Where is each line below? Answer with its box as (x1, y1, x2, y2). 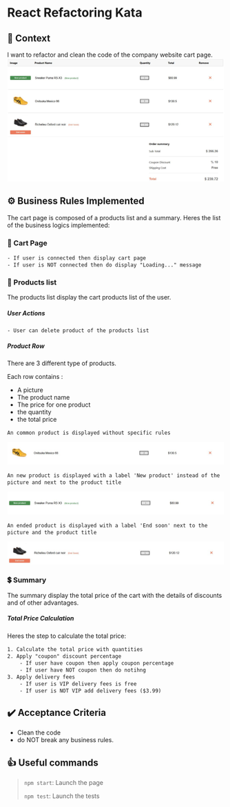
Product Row (7, 342, 45, 350)
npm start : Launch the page (23, 779, 104, 787)
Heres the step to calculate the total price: (7, 632, 126, 640)
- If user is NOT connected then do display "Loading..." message (7, 262, 202, 269)
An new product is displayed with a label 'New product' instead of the (7, 472, 220, 479)
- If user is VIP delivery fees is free (19, 680, 137, 688)
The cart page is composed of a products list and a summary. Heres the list (7, 213, 221, 222)
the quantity (17, 408, 52, 416)
